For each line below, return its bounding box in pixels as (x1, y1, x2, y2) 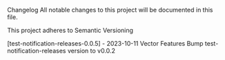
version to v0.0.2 (67, 47, 116, 55)
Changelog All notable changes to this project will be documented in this (7, 6, 213, 14)
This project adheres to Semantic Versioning (7, 27, 133, 34)
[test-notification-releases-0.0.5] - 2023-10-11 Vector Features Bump (7, 40, 204, 47)
